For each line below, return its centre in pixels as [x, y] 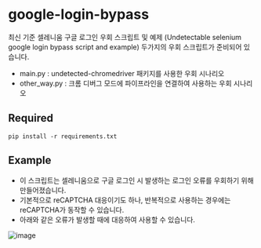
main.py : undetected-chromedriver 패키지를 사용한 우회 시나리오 [122, 73]
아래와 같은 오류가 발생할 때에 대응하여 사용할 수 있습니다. [107, 219]
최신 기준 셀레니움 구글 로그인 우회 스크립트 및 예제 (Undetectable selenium [125, 37]
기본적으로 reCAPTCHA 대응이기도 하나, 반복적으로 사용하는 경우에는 [125, 200]
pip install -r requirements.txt [63, 136]
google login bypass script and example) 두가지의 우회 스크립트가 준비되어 [125, 47]
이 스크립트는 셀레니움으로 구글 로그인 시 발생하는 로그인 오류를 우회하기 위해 [137, 180]
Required [31, 118]
